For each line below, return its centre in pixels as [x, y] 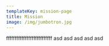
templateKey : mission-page [39, 11]
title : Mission [25, 17]
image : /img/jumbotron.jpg [39, 22]
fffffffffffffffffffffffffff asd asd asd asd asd [55, 39]
